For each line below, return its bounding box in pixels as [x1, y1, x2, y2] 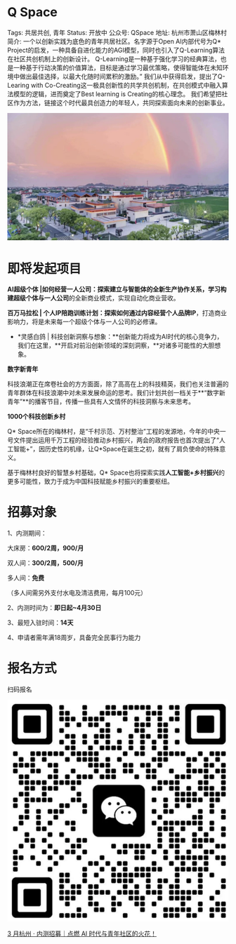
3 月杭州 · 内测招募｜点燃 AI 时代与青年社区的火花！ [7, 929, 157, 938]
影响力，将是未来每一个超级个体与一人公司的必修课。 [7, 317, 162, 326]
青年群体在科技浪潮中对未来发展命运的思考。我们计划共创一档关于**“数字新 [7, 389, 226, 397]
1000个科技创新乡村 [7, 412, 66, 421]
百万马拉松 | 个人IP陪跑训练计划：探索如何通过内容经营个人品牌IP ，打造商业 [7, 309, 227, 317]
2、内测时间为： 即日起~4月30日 [7, 604, 102, 612]
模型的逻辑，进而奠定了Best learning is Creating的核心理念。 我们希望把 [13, 89, 222, 98]
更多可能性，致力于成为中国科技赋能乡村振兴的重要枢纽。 [7, 477, 173, 486]
